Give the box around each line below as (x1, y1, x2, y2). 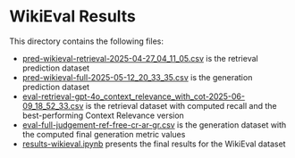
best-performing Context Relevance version (21, 110, 185, 121)
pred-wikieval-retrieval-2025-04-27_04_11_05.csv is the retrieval (21, 53, 258, 63)
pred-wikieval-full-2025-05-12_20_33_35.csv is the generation (21, 71, 253, 82)
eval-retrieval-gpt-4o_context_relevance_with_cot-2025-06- (21, 91, 246, 102)
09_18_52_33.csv (21, 100, 84, 111)
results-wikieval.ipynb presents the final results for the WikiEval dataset (21, 138, 286, 149)
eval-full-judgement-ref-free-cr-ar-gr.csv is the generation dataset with (21, 119, 287, 130)
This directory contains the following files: (9, 36, 164, 46)
